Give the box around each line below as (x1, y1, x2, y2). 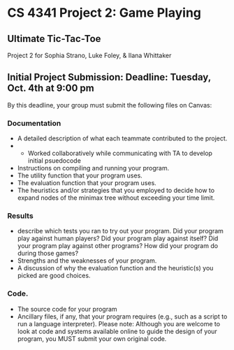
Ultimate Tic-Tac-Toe (7, 33, 101, 45)
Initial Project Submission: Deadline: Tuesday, (7, 71, 212, 83)
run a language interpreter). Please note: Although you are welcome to (17, 319, 221, 328)
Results (7, 211, 34, 221)
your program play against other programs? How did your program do (17, 242, 219, 250)
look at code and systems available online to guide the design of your (17, 327, 218, 335)
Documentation (7, 118, 61, 128)
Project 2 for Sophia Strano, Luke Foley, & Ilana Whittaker (7, 51, 172, 59)
